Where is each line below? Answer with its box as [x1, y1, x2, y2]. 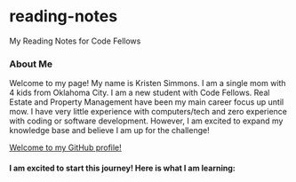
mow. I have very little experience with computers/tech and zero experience [9, 107, 287, 117]
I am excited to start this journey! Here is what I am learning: [9, 162, 236, 173]
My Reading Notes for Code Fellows [9, 36, 141, 46]
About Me [9, 58, 53, 70]
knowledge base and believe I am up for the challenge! [9, 125, 211, 136]
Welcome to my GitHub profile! [9, 142, 122, 153]
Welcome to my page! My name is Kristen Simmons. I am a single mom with [9, 78, 286, 89]
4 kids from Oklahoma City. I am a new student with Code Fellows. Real [9, 87, 270, 99]
